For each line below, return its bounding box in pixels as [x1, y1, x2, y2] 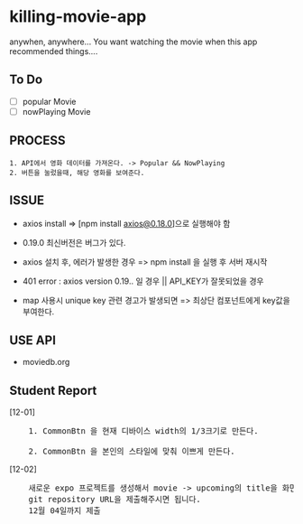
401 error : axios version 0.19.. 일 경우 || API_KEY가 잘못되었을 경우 [22, 276, 264, 286]
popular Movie [22, 96, 77, 107]
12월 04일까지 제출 [28, 506, 101, 516]
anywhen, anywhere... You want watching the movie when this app [9, 36, 258, 47]
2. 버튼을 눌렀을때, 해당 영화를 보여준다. [9, 168, 145, 177]
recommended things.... [9, 45, 98, 56]
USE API [9, 332, 57, 348]
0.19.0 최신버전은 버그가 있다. [22, 237, 126, 248]
